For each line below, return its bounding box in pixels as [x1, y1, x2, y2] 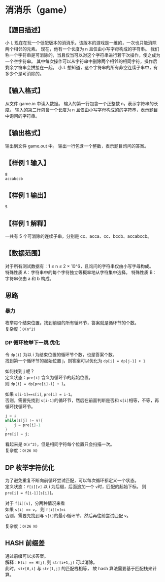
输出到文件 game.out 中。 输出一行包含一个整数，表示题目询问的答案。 [5, 143, 149, 149]
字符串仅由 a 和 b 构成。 [5, 275, 54, 281]
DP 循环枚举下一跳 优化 [5, 339, 60, 346]
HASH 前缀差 [5, 539, 45, 547]
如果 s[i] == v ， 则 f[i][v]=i [5, 506, 66, 512]
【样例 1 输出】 [5, 191, 50, 199]
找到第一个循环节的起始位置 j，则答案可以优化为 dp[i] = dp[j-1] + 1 [5, 358, 146, 363]
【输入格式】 [5, 87, 44, 95]
